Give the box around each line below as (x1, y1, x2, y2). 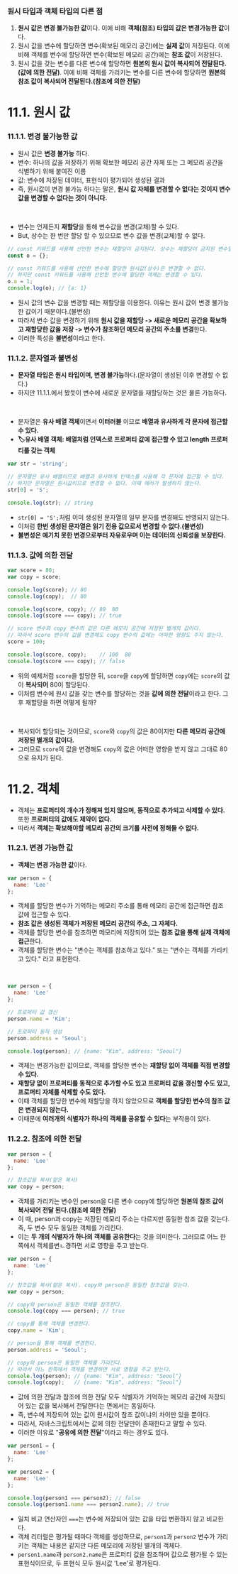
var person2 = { (7, 1468, 55, 1475)
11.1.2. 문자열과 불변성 (7, 353, 78, 363)
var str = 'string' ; (7, 460, 69, 468)
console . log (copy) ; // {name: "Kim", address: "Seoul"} (7, 1379, 182, 1386)
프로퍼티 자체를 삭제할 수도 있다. (17, 1088, 106, 1096)
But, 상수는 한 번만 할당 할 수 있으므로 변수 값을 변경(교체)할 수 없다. (17, 231, 205, 239)
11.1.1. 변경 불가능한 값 (7, 131, 78, 141)
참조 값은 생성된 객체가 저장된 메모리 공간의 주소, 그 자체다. (17, 919, 178, 928)
